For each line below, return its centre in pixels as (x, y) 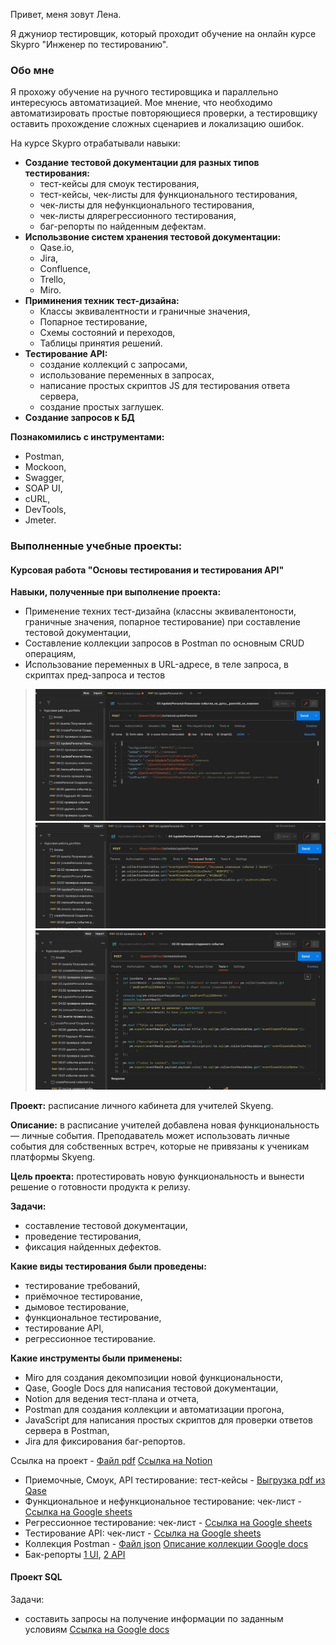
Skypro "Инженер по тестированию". (89, 44)
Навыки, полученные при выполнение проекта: (116, 592)
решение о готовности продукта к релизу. (100, 1186)
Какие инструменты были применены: (96, 1358)
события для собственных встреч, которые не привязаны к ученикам (160, 1146)
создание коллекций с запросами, (113, 365)
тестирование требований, (82, 1285)
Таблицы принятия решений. (101, 343)
